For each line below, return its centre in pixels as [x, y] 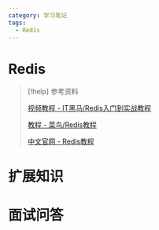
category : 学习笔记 [38, 15]
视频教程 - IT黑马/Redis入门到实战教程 [89, 108]
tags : [17, 23]
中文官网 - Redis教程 [61, 141]
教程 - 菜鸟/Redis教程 [62, 125]
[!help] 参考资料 [53, 92]
